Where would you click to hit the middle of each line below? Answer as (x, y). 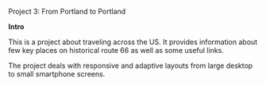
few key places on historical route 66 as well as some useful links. (116, 50)
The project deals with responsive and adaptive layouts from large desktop (131, 65)
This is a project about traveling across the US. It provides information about (133, 42)
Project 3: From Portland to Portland (67, 11)
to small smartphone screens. (57, 74)
